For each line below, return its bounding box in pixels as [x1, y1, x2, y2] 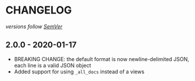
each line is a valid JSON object [14, 62, 92, 69]
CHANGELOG [5, 4, 72, 17]
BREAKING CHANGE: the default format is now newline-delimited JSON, [14, 55, 190, 62]
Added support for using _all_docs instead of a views [14, 68, 145, 75]
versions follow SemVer [5, 23, 63, 30]
